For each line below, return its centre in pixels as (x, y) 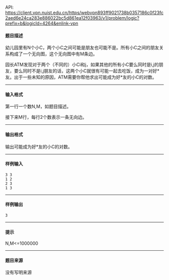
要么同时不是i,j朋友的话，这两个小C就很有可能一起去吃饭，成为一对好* (87, 71)
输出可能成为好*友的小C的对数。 (39, 147)
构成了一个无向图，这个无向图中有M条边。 (53, 54)
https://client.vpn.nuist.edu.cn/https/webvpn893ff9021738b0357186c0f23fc (84, 13)
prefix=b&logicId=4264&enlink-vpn (42, 23)
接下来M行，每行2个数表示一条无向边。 (46, 117)
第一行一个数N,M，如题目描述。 (38, 107)
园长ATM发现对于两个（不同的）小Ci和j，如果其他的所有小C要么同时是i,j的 (82, 64)
